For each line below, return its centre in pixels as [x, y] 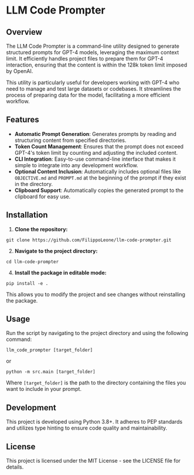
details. [15, 467]
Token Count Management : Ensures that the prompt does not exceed [99, 146]
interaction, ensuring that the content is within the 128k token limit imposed [97, 65]
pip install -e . [27, 283]
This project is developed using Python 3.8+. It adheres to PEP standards [94, 422]
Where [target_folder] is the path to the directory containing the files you [96, 383]
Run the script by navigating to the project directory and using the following [97, 333]
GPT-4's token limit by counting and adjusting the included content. [96, 152]
